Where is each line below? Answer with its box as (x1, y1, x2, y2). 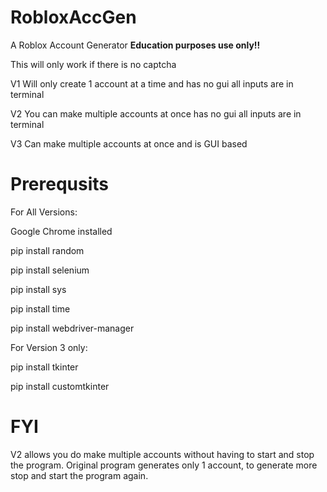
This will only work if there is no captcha (10, 58, 177, 70)
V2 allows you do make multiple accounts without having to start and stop (10, 448, 315, 460)
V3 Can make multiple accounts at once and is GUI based (10, 137, 248, 150)
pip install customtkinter (10, 380, 110, 392)
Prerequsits (10, 173, 110, 196)
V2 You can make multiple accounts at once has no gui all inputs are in (10, 107, 302, 120)
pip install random (10, 244, 85, 256)
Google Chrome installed (10, 225, 113, 237)
